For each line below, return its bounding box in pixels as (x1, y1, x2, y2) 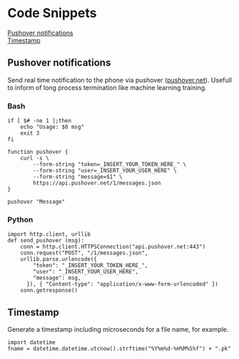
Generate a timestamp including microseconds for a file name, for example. (7, 326, 229, 334)
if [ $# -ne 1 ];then (7, 118, 72, 125)
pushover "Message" (7, 198, 66, 206)
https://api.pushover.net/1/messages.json (33, 179, 161, 187)
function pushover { (7, 148, 69, 156)
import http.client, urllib (7, 231, 91, 238)
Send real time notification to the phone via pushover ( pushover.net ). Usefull (7, 76, 232, 84)
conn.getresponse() (20, 287, 78, 294)
